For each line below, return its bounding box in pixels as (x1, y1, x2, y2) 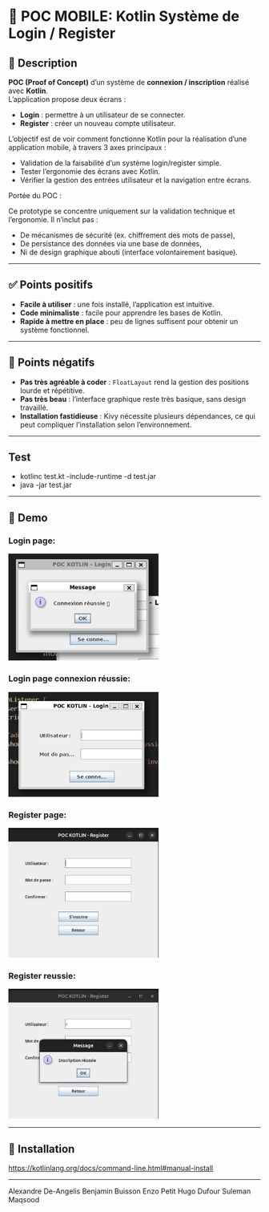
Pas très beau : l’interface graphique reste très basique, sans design (19, 394, 247, 403)
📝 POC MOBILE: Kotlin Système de (8, 7, 240, 26)
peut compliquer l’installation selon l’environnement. (19, 420, 192, 429)
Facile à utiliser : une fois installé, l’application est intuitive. (19, 299, 215, 309)
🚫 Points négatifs (8, 356, 95, 370)
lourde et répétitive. (19, 385, 85, 395)
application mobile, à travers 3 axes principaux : (8, 143, 167, 152)
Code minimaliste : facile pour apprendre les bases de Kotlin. (19, 308, 223, 318)
